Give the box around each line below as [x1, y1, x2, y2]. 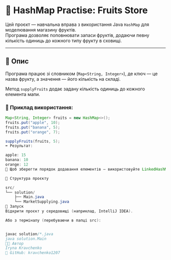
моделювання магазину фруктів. [5, 26, 76, 32]
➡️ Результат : [5, 143, 33, 149]
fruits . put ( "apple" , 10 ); [5, 120, 60, 125]
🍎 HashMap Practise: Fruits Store [5, 5, 148, 16]
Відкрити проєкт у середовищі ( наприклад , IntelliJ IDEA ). [5, 209, 133, 214]
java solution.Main [5, 236, 47, 241]
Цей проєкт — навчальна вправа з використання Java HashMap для [5, 21, 149, 27]
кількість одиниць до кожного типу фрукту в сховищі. [5, 38, 122, 44]
